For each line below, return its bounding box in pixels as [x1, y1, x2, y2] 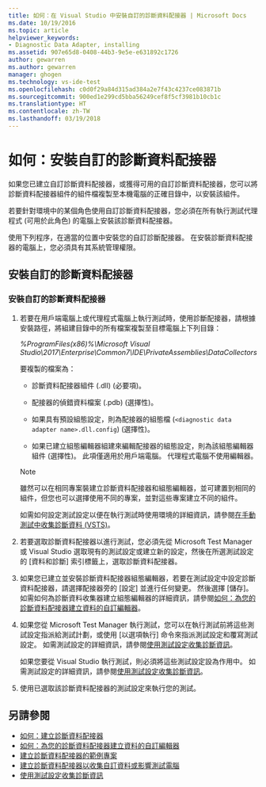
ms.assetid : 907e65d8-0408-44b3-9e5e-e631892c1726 [8, 48, 179, 56]
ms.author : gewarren [8, 63, 77, 71]
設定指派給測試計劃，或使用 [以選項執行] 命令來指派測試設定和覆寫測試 [26, 629, 258, 639]
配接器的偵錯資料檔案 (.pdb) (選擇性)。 [31, 397, 158, 407]
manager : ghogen [8, 71, 62, 78]
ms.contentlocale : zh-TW [8, 108, 90, 116]
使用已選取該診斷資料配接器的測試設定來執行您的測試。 [19, 683, 200, 693]
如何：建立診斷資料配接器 [19, 731, 104, 741]
